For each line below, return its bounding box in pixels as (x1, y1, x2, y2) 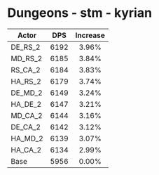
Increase (75, 30, 105, 40)
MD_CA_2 (11, 110, 43, 120)
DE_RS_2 (11, 42, 41, 52)
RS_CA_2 (11, 65, 41, 74)
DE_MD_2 (11, 88, 43, 98)
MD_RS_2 (11, 53, 43, 63)
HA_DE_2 (11, 99, 42, 109)
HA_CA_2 (11, 145, 42, 155)
